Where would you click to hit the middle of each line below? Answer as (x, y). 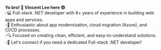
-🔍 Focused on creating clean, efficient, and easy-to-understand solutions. (81, 35)
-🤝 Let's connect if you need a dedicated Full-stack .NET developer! (73, 42)
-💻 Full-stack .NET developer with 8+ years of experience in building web (80, 13)
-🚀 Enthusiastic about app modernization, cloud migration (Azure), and (76, 25)
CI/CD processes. (23, 30)
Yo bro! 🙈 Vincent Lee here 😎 (35, 7)
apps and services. (24, 20)
